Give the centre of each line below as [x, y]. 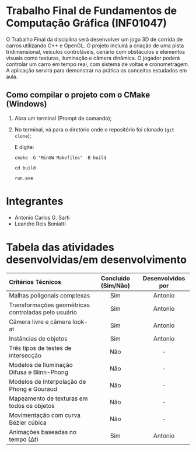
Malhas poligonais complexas [50, 295]
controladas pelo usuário [43, 312]
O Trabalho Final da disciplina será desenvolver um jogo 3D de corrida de [94, 39]
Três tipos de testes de [40, 348]
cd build [25, 168]
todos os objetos [32, 405]
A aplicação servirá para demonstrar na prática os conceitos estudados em [97, 70]
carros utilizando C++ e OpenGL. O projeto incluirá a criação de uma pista [95, 46]
